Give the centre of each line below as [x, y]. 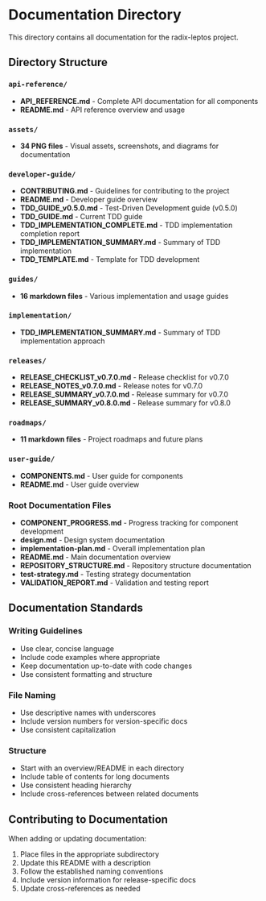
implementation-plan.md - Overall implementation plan [113, 548]
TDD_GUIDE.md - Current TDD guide [81, 217]
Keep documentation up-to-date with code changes [106, 666]
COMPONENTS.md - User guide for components [101, 475]
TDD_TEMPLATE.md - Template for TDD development [110, 260]
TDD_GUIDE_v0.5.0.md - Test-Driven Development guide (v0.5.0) [129, 208]
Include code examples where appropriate [90, 657]
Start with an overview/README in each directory [102, 768]
